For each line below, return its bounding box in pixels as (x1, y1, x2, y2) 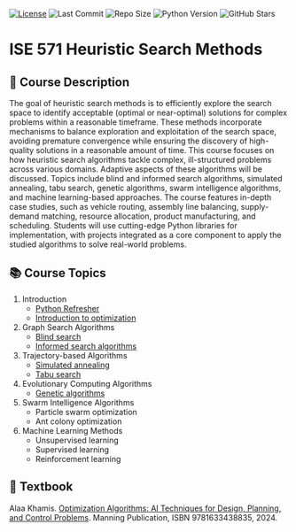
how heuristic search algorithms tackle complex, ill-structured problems (9, 155, 272, 165)
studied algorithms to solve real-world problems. (9, 239, 187, 250)
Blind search (35, 331, 82, 342)
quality (9, 145, 35, 155)
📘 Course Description (9, 74, 130, 89)
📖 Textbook (9, 479, 74, 495)
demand (9, 211, 40, 221)
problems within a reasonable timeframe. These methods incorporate (9, 117, 262, 127)
